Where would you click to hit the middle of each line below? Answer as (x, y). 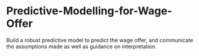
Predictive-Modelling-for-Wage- (89, 11)
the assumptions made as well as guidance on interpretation (81, 46)
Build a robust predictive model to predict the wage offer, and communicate (100, 40)
